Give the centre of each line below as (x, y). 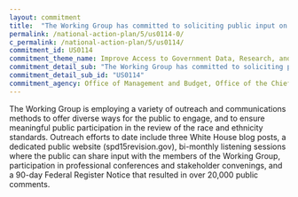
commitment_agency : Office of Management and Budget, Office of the (138, 83)
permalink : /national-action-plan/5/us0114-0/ (97, 34)
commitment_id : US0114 (51, 51)
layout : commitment (45, 17)
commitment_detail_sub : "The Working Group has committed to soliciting (146, 67)
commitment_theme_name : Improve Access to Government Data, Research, (142, 59)
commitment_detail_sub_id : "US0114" (77, 75)
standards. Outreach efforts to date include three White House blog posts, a (148, 137)
